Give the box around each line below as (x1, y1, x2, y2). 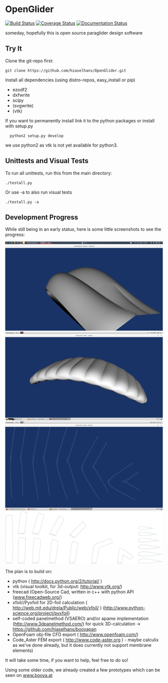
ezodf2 (12, 86, 27, 92)
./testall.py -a (5, 199, 39, 204)
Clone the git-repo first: (5, 58, 54, 64)
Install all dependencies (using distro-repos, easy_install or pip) (5, 77, 135, 83)
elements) (12, 647, 33, 653)
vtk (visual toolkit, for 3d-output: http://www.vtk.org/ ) (12, 583, 122, 589)
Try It (5, 44, 22, 53)
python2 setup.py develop (9, 133, 64, 139)
